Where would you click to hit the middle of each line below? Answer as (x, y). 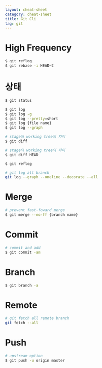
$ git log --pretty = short (32, 119)
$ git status (18, 100)
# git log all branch (27, 173)
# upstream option (24, 356)
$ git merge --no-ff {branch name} (42, 215)
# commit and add (23, 247)
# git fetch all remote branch (37, 318)
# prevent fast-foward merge (35, 210)
